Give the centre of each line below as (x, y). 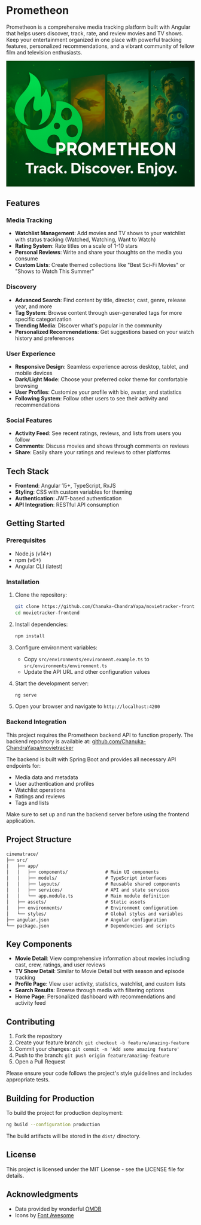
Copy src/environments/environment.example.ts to (86, 659)
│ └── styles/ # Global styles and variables (95, 914)
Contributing (31, 1022)
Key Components (39, 944)
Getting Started (36, 523)
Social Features (29, 420)
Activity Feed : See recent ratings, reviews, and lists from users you (98, 433)
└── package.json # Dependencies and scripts (91, 926)
